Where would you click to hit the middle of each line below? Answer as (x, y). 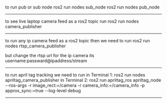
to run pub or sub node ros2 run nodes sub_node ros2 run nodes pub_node (83, 7)
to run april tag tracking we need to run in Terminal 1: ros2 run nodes (75, 75)
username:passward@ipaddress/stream (46, 61)
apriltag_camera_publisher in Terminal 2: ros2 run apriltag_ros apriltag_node (83, 80)
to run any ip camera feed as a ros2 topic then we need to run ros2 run (78, 41)
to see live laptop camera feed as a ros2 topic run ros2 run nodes (72, 21)
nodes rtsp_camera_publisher (36, 46)
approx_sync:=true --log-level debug (43, 90)
